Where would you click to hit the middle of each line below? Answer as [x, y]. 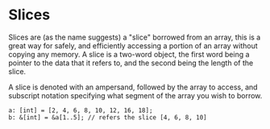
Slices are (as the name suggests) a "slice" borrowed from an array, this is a [135, 37]
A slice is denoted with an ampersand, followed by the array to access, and [133, 87]
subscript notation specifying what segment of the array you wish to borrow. [135, 95]
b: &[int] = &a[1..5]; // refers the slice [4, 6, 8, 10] [108, 117]
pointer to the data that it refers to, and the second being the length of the [131, 63]
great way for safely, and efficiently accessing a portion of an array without [133, 45]
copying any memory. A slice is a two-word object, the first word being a [129, 54]
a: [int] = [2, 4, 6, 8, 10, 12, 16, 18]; [81, 110]
